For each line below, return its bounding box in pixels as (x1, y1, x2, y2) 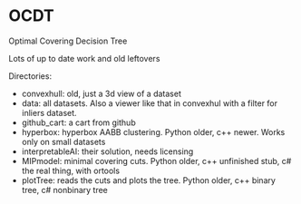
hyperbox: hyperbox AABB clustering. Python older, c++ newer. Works (21, 126, 286, 137)
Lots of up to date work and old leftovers (8, 53, 160, 63)
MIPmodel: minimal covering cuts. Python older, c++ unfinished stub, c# (21, 155, 292, 166)
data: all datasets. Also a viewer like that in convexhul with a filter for (21, 97, 278, 109)
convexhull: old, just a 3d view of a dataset (21, 88, 182, 99)
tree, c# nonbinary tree (21, 184, 108, 195)
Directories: (8, 70, 52, 82)
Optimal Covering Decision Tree (8, 35, 128, 46)
